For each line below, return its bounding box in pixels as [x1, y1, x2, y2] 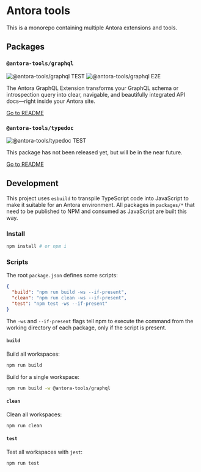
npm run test [6, 460, 40, 466]
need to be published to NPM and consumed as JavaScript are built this [6, 208, 188, 215]
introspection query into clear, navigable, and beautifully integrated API [6, 91, 185, 98]
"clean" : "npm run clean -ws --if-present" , [12, 294, 127, 301]
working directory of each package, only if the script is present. [6, 324, 167, 331]
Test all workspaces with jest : [6, 448, 83, 455]
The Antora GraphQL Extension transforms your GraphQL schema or [6, 84, 179, 92]
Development [6, 178, 59, 189]
